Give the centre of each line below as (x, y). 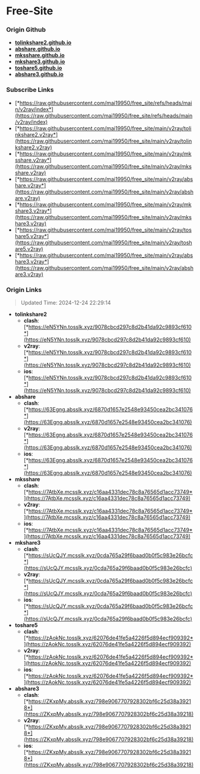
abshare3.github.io (39, 74)
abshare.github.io (37, 49)
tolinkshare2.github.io (43, 42)
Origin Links (24, 290)
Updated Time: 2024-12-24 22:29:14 (66, 303)
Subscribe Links (30, 90)
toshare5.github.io (38, 68)
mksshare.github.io (40, 56)
